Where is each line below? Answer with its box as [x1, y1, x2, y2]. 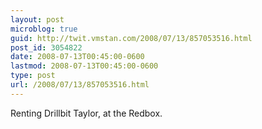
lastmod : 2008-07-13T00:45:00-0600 [10, 61, 159, 71]
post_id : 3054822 [10, 42, 83, 53]
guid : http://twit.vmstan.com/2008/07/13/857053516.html [10, 33, 253, 43]
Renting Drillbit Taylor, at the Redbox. [10, 107, 163, 119]
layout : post [10, 14, 65, 25]
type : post [10, 71, 56, 81]
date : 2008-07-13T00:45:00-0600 [10, 52, 145, 62]
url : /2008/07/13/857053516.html [10, 80, 150, 90]
